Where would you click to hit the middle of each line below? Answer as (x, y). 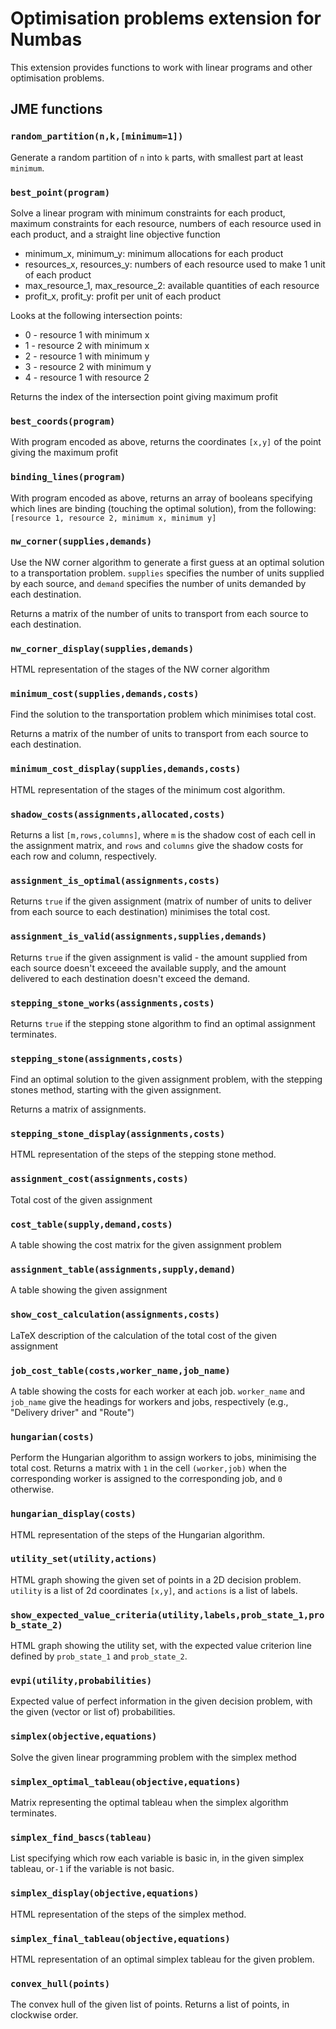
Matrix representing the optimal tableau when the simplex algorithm (149, 1803)
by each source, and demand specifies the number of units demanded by (158, 583)
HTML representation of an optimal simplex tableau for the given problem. (162, 1959)
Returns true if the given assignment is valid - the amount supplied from (159, 957)
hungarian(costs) (52, 1436)
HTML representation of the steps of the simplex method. (128, 1914)
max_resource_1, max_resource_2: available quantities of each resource (172, 285)
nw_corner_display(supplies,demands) (102, 648)
